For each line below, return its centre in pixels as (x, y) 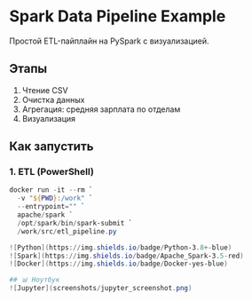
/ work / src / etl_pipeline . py (67, 231)
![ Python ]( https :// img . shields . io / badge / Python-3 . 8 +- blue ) (121, 247)
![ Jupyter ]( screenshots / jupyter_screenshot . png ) (101, 289)
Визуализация (49, 118)
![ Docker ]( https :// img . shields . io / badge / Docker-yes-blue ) (118, 264)
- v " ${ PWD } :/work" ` (55, 198)
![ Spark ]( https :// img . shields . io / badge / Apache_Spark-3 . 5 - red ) (126, 256)
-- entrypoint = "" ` (51, 207)
